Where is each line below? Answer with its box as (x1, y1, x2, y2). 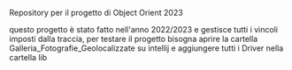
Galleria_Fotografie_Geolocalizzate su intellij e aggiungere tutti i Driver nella (9, 43, 284, 53)
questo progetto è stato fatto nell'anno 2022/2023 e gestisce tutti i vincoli (9, 24, 279, 34)
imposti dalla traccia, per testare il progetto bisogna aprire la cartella (9, 34, 258, 44)
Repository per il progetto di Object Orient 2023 (9, 8, 183, 17)
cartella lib (9, 52, 48, 62)
